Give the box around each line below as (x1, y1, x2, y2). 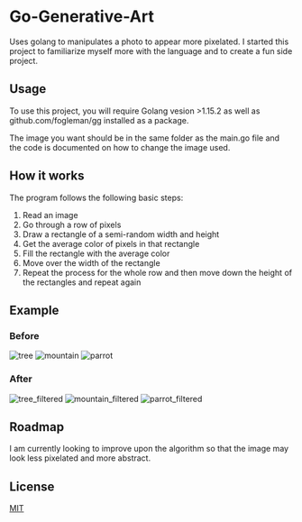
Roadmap (9, 419, 65, 435)
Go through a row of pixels (22, 219, 122, 230)
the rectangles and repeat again (22, 277, 142, 288)
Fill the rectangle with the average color (22, 248, 170, 259)
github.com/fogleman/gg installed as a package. (9, 114, 189, 125)
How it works (9, 169, 85, 184)
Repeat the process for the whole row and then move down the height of (22, 267, 293, 278)
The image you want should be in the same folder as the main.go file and (9, 133, 280, 143)
